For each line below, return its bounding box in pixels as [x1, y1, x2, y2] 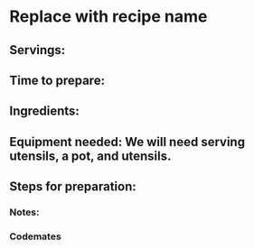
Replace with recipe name [9, 6, 208, 27]
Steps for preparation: [9, 179, 137, 195]
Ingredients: [9, 104, 80, 119]
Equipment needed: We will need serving [9, 134, 246, 150]
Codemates [9, 230, 61, 243]
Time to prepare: [9, 72, 106, 88]
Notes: [9, 206, 40, 218]
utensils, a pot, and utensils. [9, 148, 172, 163]
